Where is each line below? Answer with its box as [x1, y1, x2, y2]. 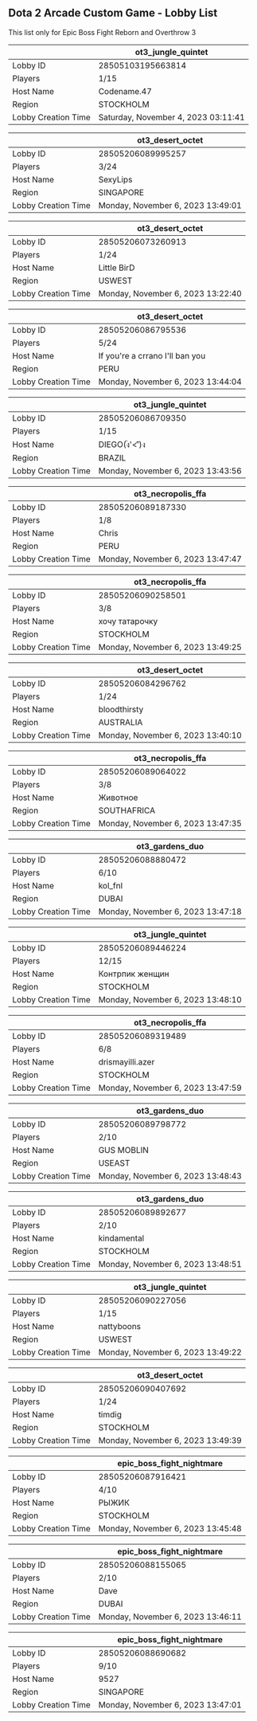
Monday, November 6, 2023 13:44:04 [98, 376, 243, 387]
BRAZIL [98, 452, 127, 463]
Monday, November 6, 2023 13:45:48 [98, 1523, 243, 1534]
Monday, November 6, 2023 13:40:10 [98, 729, 243, 740]
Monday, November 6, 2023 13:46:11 [98, 1611, 243, 1622]
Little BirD [98, 262, 135, 273]
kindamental [98, 1233, 145, 1244]
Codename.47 [98, 85, 153, 96]
